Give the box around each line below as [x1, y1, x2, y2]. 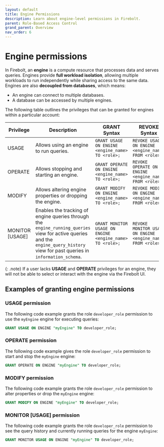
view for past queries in [35, 247, 89, 254]
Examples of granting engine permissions [5, 285, 135, 294]
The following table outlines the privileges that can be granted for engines [5, 106, 154, 112]
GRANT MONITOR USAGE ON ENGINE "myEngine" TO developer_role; [5, 438, 134, 443]
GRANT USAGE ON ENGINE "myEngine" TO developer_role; [5, 325, 117, 330]
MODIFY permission [5, 374, 54, 381]
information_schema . [35, 253, 82, 260]
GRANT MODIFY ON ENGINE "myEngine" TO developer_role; [5, 400, 119, 405]
